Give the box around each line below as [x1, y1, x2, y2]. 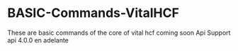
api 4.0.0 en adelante [7, 35, 69, 44]
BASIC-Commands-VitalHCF [7, 5, 179, 21]
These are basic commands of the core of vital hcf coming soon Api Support [7, 28, 231, 37]
